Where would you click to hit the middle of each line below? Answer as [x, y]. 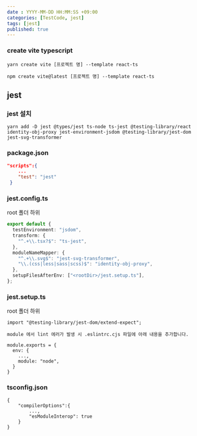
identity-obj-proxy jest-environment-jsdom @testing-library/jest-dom [99, 132]
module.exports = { [32, 345]
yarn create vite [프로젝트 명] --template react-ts [73, 64]
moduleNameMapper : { [39, 253]
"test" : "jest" [37, 177]
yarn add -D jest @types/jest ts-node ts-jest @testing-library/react [99, 127]
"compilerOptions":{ [44, 405]
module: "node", [39, 361]
